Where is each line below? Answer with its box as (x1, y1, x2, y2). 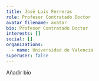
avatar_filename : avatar (6, 20, 67, 25)
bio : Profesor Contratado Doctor (6, 25, 88, 31)
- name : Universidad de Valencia (11, 47, 94, 53)
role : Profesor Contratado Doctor (6, 14, 91, 20)
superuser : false (6, 53, 49, 59)
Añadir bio (6, 69, 31, 76)
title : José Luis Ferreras (6, 8, 72, 15)
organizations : (6, 42, 44, 48)
